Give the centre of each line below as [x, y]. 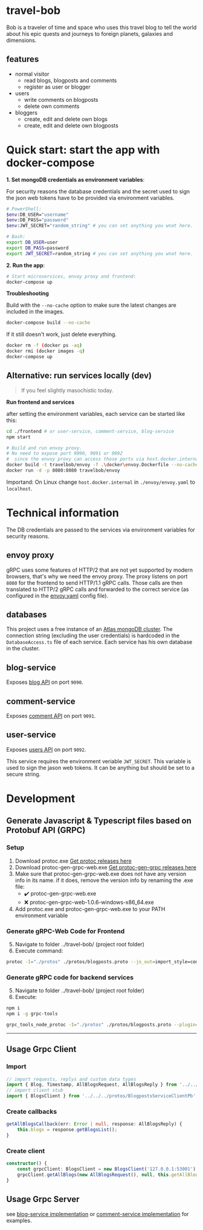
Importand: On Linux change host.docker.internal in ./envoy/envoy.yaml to [101, 482]
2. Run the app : [26, 265]
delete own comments [52, 106]
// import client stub [35, 1091]
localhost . [19, 488]
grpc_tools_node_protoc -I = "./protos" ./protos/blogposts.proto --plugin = [102, 1024]
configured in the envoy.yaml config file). [57, 595]
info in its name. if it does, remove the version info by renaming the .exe [104, 880]
